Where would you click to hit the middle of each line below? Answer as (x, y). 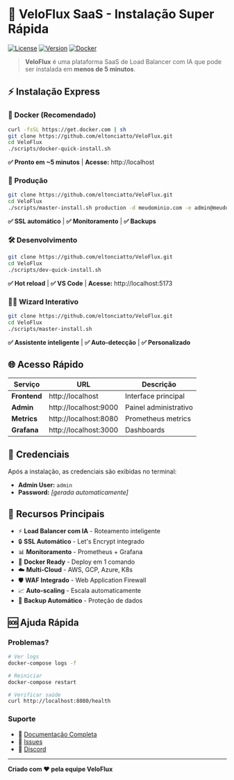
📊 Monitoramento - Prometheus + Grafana (80, 552)
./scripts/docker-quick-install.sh (59, 149)
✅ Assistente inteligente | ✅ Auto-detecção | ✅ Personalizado (99, 342)
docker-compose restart (42, 682)
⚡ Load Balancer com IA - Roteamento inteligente (89, 531)
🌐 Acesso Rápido (46, 365)
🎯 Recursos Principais (56, 514)
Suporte (22, 719)
